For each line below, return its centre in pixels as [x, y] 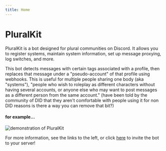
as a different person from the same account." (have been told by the [76, 95]
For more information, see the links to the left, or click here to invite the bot [82, 138]
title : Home [17, 10]
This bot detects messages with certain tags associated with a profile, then [82, 68]
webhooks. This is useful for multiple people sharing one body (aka [74, 79]
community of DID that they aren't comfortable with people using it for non [82, 100]
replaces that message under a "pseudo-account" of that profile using [77, 74]
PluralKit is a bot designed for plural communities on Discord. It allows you [82, 48]
